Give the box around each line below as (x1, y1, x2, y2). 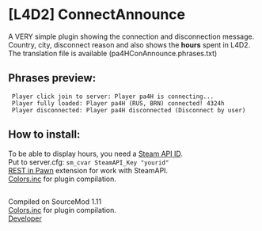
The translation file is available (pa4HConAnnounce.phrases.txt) (8, 48, 218, 58)
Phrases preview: (8, 71, 97, 85)
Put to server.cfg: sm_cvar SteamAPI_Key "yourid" (8, 157, 169, 167)
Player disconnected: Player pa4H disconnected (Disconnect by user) (11, 106, 246, 114)
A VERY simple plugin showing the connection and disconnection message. (8, 32, 255, 41)
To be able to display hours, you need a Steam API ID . (8, 149, 184, 158)
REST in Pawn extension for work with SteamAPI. (8, 165, 169, 175)
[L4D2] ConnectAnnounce (8, 6, 186, 24)
